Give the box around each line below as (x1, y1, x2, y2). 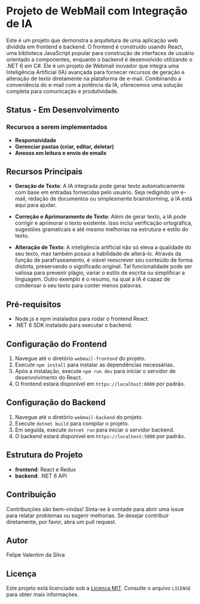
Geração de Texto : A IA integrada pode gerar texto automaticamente (14, 183, 185, 190)
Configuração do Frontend (6, 339, 107, 349)
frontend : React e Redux (14, 466, 76, 473)
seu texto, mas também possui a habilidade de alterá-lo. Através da (14, 250, 181, 257)
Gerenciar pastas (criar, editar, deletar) (14, 142, 114, 150)
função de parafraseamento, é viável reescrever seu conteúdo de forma (14, 256, 193, 264)
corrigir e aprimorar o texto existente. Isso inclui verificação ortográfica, (14, 220, 193, 227)
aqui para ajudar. (14, 202, 57, 209)
